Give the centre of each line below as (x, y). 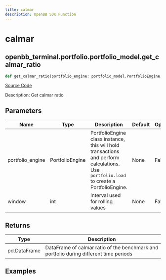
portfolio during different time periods (89, 254)
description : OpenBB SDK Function (41, 14)
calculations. (105, 164)
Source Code (19, 86)
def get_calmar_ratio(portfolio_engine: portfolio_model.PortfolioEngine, (84, 76)
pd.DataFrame (24, 251)
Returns (18, 225)
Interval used (106, 195)
